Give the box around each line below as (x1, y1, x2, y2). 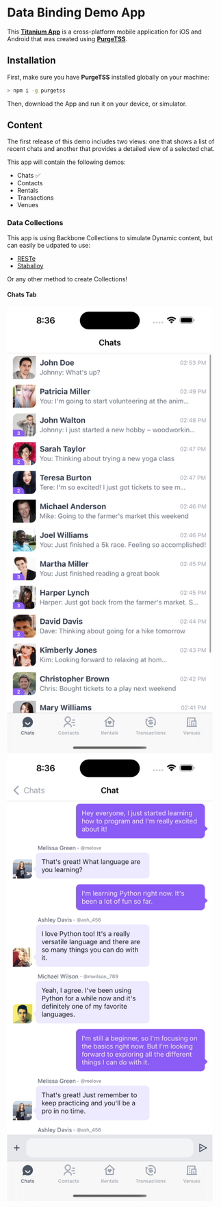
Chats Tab (7, 290, 37, 299)
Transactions (16, 194, 54, 202)
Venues (16, 201, 39, 209)
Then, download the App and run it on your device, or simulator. (7, 99, 187, 108)
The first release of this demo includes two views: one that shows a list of (7, 137, 215, 145)
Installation (7, 55, 56, 67)
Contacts (16, 179, 43, 187)
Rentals (16, 187, 39, 195)
